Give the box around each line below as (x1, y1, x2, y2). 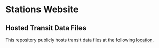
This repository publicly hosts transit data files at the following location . (5, 37, 154, 43)
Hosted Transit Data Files (5, 24, 87, 32)
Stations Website (5, 4, 79, 15)
